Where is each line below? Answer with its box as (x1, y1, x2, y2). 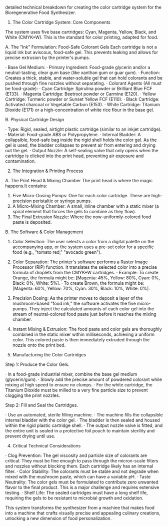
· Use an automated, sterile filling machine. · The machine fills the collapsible (5, 412, 163, 417)
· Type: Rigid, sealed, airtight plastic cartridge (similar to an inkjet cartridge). (5, 126, 162, 132)
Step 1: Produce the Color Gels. (5, 361, 70, 367)
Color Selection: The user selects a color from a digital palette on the (12, 239, 154, 244)
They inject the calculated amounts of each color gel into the (29, 306, 154, 312)
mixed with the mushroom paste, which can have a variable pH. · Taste (5, 474, 151, 479)
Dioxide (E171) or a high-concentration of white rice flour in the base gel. (5, 107, 154, 113)
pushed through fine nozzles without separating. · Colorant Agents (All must (5, 80, 162, 86)
